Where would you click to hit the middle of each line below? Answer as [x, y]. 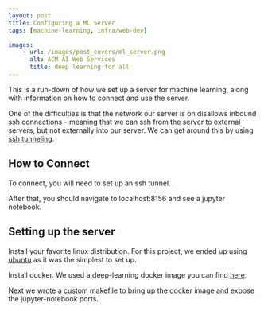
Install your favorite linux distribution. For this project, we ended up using [128, 251]
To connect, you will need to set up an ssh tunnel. [89, 183]
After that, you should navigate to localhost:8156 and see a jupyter [116, 198]
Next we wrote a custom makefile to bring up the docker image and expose [132, 290]
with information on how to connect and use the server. [99, 98]
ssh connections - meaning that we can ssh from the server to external [124, 122]
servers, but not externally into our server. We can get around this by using [131, 130]
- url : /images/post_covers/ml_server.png [94, 52]
